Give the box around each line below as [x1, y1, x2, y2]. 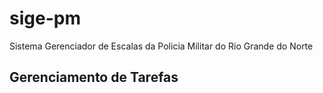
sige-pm [9, 7, 81, 30]
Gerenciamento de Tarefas [9, 69, 179, 86]
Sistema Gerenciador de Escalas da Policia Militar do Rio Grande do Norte [9, 40, 314, 52]
